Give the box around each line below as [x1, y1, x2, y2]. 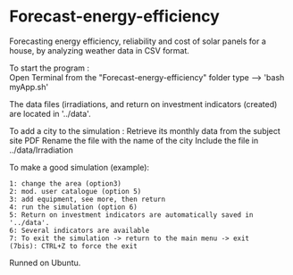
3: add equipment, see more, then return [9, 195, 166, 204]
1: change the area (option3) [9, 179, 122, 188]
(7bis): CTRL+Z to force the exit [9, 241, 138, 251]
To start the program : [9, 62, 90, 73]
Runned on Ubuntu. [9, 257, 81, 268]
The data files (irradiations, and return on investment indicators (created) [9, 98, 278, 109]
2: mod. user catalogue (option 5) [9, 187, 142, 196]
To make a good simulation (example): [9, 162, 150, 172]
